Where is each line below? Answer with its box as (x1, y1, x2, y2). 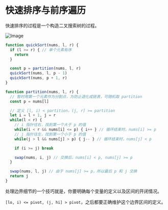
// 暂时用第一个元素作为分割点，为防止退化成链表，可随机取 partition (10, 94, 142, 99)
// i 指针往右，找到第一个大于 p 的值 (14, 122, 86, 127)
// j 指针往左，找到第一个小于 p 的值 (14, 132, 86, 137)
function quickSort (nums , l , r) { (5, 42, 79, 47)
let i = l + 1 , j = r (10, 113, 56, 118)
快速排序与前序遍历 (5, 5, 86, 16)
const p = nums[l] (10, 99, 50, 104)
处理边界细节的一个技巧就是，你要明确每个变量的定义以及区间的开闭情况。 (5, 188, 162, 194)
